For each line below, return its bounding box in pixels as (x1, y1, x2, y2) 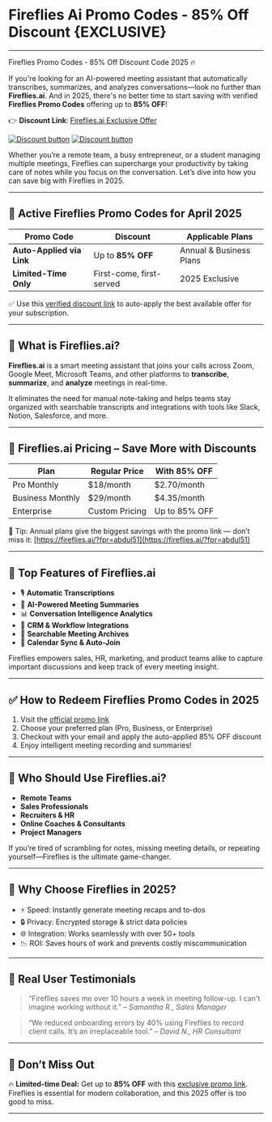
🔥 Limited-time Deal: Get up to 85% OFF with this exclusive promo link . (8, 1079, 249, 1089)
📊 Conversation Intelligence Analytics (19, 609, 153, 619)
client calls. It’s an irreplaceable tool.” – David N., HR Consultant (28, 1026, 241, 1036)
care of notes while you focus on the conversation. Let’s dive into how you (8, 167, 257, 177)
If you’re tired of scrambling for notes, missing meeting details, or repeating (8, 843, 261, 852)
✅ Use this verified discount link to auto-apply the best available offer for (8, 298, 253, 309)
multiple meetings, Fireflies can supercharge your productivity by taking (8, 158, 249, 168)
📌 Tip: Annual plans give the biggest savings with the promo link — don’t (8, 527, 250, 536)
